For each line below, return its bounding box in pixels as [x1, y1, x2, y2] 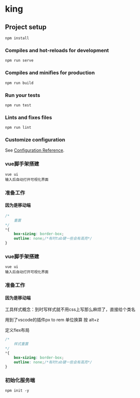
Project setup [5, 23, 47, 31]
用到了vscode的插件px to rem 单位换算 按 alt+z [5, 317, 100, 323]
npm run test [5, 102, 32, 108]
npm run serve [5, 58, 34, 63]
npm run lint [5, 125, 32, 130]
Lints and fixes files [5, 114, 52, 120]
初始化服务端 [5, 377, 35, 383]
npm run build [5, 80, 34, 85]
